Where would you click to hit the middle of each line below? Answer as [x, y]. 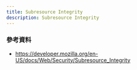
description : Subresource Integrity [53, 18]
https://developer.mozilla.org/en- [57, 54]
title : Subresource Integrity [45, 12]
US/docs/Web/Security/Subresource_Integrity [73, 60]
